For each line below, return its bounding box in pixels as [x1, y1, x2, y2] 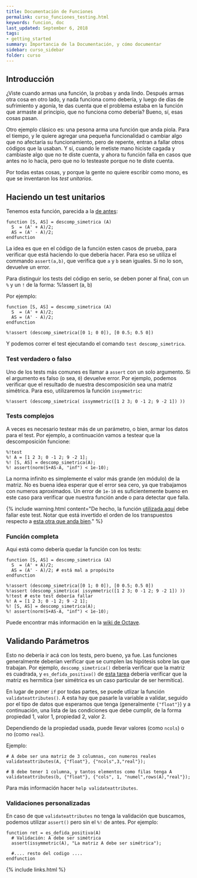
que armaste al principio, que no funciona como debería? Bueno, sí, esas [6, 108, 183, 115]
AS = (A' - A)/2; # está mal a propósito [11, 567, 115, 574]
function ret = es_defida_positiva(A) [6, 830, 101, 836]
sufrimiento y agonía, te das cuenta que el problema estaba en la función [6, 102, 183, 109]
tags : [6, 31, 19, 36]
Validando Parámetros [6, 636, 89, 646]
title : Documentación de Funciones [6, 8, 94, 15]
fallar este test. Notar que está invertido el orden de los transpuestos [6, 511, 173, 518]
